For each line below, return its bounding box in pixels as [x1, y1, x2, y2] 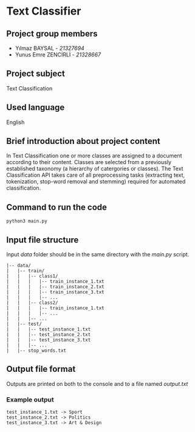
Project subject [6, 69, 66, 79]
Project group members [6, 29, 98, 39]
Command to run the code [6, 202, 108, 212]
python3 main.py [6, 218, 47, 224]
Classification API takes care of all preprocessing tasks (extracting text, [6, 171, 185, 179]
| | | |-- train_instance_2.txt [6, 284, 104, 290]
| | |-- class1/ [6, 273, 59, 279]
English [6, 118, 25, 126]
